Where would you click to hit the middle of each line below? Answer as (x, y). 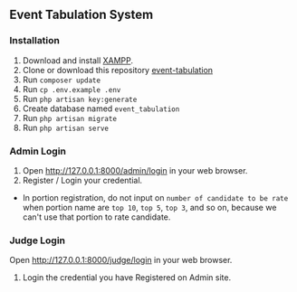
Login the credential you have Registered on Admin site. (127, 278)
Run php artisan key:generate (80, 99)
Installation (35, 41)
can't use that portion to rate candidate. (96, 217)
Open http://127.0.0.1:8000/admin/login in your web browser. (135, 170)
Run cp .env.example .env (72, 89)
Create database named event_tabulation (101, 108)
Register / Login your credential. (82, 180)
